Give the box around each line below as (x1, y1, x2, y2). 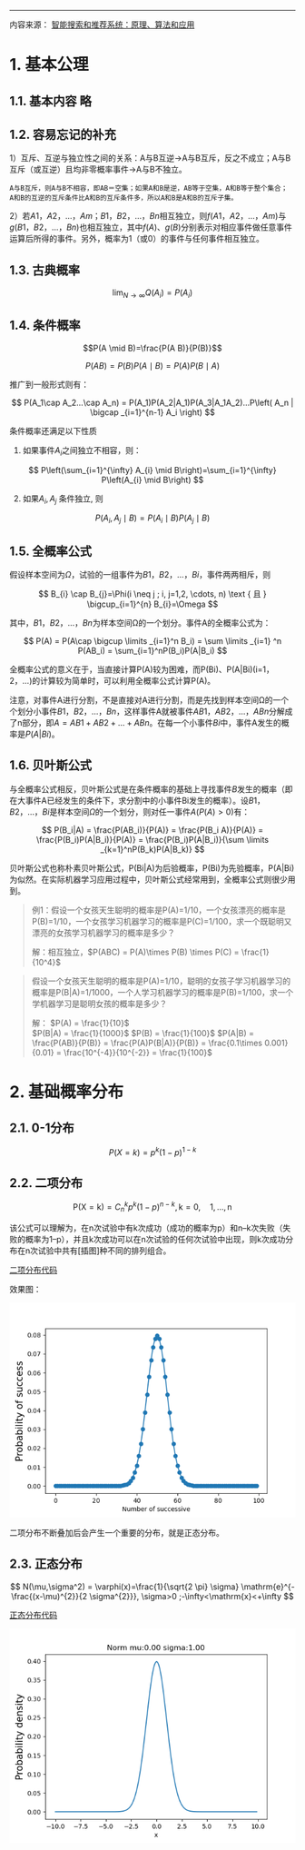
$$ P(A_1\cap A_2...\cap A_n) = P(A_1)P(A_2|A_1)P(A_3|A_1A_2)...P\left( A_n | (11, 397, 294, 408)
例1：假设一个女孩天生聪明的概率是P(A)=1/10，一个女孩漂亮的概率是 (31, 905, 286, 915)
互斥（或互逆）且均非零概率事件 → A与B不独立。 (9, 164, 188, 175)
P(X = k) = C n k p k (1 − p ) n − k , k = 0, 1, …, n (72, 1200, 233, 1214)
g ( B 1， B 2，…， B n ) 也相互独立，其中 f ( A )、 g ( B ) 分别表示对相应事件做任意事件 (9, 222, 293, 232)
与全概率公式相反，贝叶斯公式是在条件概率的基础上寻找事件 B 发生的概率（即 (9, 783, 293, 795)
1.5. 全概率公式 (9, 543, 93, 559)
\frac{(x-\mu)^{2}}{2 (11, 1590, 88, 1601)
